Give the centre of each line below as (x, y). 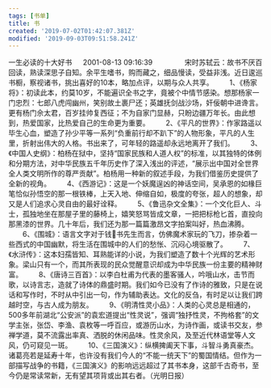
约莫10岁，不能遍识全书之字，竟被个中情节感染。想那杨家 (156, 93)
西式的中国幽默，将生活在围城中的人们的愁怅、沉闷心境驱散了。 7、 (135, 244)
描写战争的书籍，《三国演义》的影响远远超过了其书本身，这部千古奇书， (133, 365)
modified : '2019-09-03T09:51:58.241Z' (73, 38)
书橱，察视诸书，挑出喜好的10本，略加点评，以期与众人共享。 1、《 (126, 82)
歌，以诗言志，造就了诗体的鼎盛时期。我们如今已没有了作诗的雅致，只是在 (132, 285)
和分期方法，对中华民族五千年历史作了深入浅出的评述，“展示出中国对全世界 (134, 163)
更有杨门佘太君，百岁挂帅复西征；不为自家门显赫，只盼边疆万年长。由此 (128, 113)
